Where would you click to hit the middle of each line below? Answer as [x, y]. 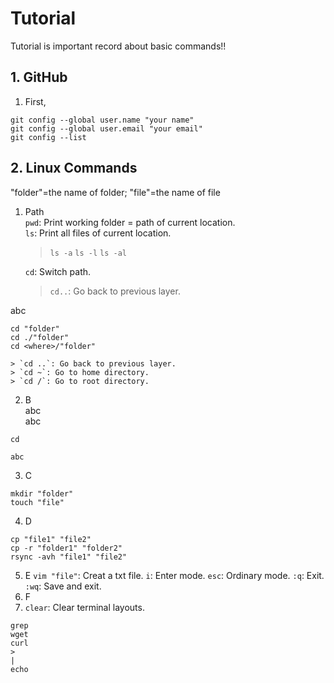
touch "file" [37, 502]
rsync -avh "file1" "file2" [69, 557]
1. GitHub [39, 77]
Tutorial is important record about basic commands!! [118, 46]
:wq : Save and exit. [63, 586]
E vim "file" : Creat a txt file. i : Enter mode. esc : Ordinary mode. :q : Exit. [174, 575]
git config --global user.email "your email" [106, 128]
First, [35, 101]
